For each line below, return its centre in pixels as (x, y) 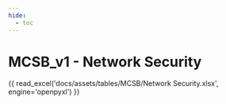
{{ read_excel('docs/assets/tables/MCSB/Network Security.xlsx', (113, 84)
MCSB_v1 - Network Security (105, 62)
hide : (17, 15)
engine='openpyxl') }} (44, 92)
